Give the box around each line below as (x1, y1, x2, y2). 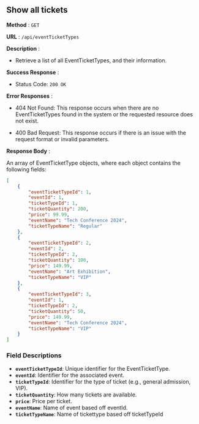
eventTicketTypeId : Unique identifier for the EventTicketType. (15, 365, 170, 373)
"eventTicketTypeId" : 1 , (28, 189, 92, 195)
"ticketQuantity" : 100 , (28, 257, 89, 264)
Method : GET (6, 21, 40, 28)
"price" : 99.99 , (28, 212, 70, 218)
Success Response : (6, 69, 59, 76)
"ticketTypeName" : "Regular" (28, 223, 103, 229)
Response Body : (6, 147, 51, 155)
